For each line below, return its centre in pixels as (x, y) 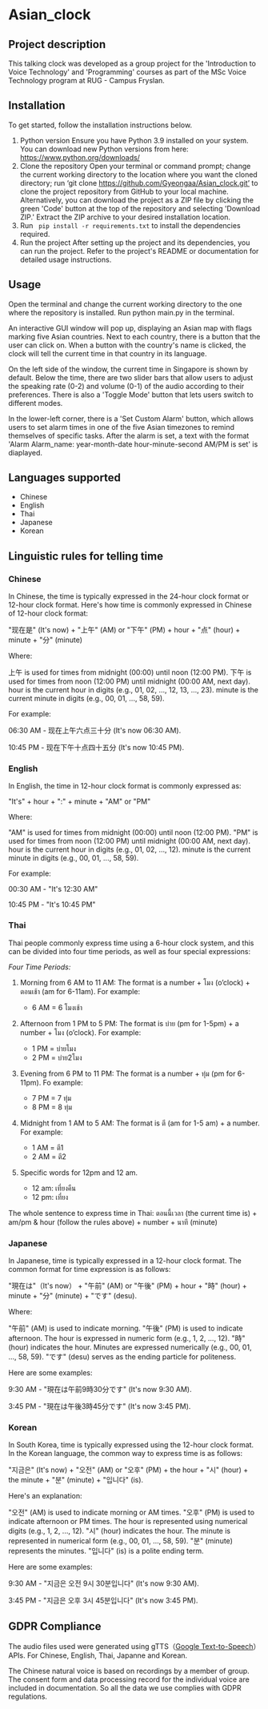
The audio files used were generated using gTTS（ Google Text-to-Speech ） (134, 1647)
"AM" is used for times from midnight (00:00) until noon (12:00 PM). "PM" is (133, 832)
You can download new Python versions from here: (104, 149)
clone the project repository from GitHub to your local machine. (124, 191)
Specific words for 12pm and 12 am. (79, 1172)
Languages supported (65, 478)
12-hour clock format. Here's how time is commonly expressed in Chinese (130, 605)
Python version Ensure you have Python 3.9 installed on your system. (134, 140)
